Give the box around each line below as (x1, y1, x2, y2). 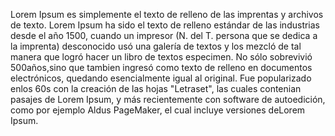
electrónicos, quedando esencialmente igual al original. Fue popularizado (10, 72, 312, 84)
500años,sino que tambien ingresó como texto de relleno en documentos (10, 62, 313, 73)
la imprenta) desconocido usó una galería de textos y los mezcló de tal (10, 40, 302, 52)
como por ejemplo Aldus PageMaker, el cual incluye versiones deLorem (10, 104, 306, 116)
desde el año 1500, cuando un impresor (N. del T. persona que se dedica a (10, 30, 318, 41)
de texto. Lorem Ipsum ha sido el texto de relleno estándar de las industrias (10, 19, 321, 31)
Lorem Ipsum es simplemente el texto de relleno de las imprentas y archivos (10, 9, 324, 20)
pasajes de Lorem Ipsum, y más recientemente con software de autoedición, (10, 94, 326, 105)
